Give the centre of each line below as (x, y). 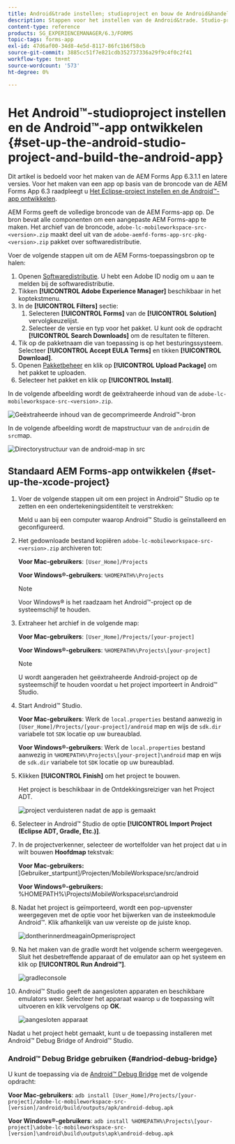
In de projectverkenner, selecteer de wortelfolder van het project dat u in (122, 845)
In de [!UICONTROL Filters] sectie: (68, 306)
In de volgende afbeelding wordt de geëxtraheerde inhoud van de (103, 394)
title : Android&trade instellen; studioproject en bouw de (96, 14)
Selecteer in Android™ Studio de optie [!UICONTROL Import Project (115, 824)
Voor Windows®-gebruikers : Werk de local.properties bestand (112, 748)
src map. (20, 436)
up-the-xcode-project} (59, 482)
